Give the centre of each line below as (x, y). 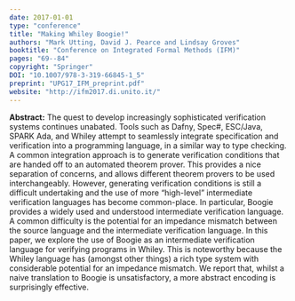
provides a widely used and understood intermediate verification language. (147, 211)
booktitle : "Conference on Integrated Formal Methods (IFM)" (125, 51)
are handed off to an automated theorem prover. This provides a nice (136, 164)
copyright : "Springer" (51, 67)
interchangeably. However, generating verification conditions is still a (136, 183)
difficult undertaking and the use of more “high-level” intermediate (131, 193)
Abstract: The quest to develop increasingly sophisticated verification (138, 117)
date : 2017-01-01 (41, 17)
